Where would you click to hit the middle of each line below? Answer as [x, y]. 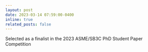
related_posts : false [28, 24]
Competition [18, 44]
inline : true [19, 19]
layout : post [19, 10]
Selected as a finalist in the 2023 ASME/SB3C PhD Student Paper [74, 39]
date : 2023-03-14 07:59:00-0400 [40, 15]
